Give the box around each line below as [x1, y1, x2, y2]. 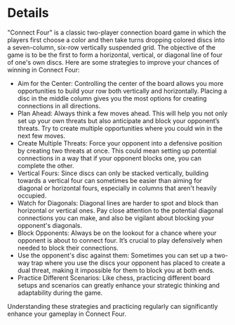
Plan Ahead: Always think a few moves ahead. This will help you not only [17, 109, 228, 117]
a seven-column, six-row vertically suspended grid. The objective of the [7, 43, 216, 51]
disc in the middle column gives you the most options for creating [17, 94, 207, 103]
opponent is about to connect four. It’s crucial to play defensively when [17, 236, 223, 244]
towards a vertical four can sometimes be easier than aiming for [17, 176, 202, 184]
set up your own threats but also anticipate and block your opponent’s [17, 116, 220, 125]
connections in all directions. [17, 101, 101, 110]
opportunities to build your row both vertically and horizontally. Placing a [17, 87, 227, 95]
